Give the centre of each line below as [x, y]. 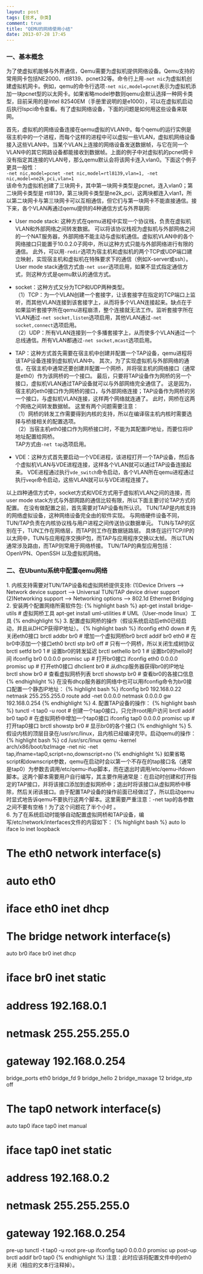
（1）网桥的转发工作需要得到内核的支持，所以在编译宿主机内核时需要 [101, 414]
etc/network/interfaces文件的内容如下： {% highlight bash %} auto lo [100, 822]
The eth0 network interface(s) [84, 853]
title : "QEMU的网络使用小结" [40, 29]
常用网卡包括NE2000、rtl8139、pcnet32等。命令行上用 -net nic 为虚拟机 [97, 79]
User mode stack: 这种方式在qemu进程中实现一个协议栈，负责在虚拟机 [103, 221]
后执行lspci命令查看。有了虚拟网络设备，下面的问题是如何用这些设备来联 [97, 109]
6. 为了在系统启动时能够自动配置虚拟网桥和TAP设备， [72, 814]
